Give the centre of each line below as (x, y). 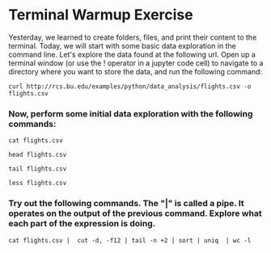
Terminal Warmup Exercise (101, 15)
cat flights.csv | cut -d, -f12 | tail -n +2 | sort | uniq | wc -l (130, 240)
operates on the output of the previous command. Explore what (135, 213)
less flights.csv (38, 183)
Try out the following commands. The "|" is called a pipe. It (126, 204)
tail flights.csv (38, 169)
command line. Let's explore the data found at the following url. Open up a (132, 54)
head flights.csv (38, 155)
